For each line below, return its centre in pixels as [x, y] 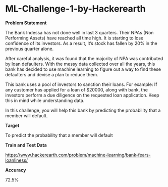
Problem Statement [26, 23]
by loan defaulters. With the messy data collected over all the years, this [80, 64]
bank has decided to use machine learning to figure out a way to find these [83, 69]
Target [12, 125]
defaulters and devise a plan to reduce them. [52, 74]
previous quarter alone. [30, 49]
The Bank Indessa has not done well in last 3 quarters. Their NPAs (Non [79, 32]
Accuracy [16, 170]
